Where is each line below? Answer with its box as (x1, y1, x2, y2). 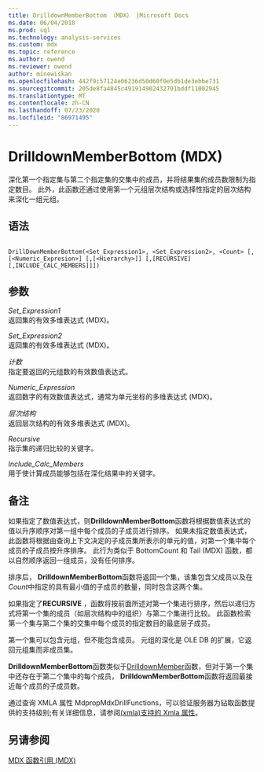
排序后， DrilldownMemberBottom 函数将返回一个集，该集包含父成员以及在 (8, 572, 253, 582)
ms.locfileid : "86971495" (8, 114, 93, 122)
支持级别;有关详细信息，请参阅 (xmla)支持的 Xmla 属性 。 (21, 708, 203, 718)
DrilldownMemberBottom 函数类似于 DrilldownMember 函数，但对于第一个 (8, 662, 247, 671)
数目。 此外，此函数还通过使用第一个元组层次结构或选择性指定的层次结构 (14, 184, 251, 193)
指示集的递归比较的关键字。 (8, 443, 98, 453)
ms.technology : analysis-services (8, 33, 122, 42)
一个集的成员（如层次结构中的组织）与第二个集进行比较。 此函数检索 (28, 608, 251, 618)
